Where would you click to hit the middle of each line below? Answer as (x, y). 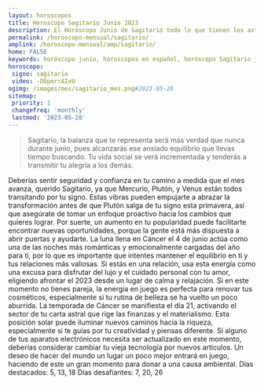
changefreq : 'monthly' (49, 111)
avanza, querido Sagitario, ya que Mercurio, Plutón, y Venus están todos (125, 189)
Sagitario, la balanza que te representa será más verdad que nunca (136, 140)
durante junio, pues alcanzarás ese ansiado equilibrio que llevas (131, 148)
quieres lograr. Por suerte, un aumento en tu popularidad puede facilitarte (127, 222)
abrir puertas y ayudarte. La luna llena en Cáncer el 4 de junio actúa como (128, 238)
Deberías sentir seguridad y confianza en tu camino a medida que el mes (126, 180)
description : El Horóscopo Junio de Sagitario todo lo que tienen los (126, 30)
